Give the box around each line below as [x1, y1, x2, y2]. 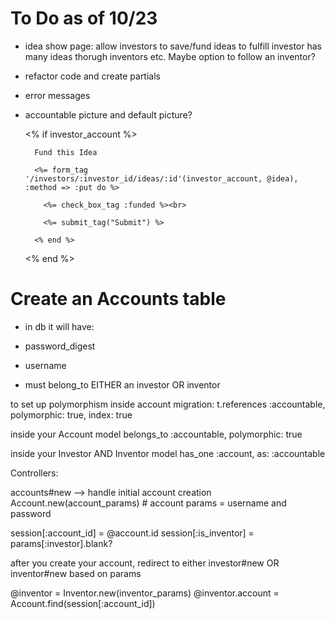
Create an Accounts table [10, 288, 227, 311]
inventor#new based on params [10, 567, 142, 579]
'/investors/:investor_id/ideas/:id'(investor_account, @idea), [24, 173, 299, 184]
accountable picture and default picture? [24, 108, 193, 121]
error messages [24, 89, 91, 101]
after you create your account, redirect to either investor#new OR [10, 557, 280, 569]
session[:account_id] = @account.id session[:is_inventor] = [10, 527, 255, 539]
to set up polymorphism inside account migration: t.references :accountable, [10, 398, 326, 410]
